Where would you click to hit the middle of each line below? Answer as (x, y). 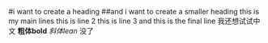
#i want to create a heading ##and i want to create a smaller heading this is (134, 12)
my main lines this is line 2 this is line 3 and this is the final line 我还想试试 (131, 21)
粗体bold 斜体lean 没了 (56, 31)
